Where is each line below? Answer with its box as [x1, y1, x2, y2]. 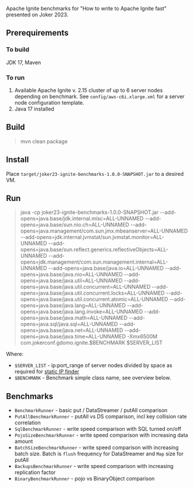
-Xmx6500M [127, 333, 158, 340]
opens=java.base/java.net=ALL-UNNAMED [20, 327, 124, 334]
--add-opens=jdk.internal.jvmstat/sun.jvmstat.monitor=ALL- [20, 234, 164, 241]
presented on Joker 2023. [6, 11, 69, 18]
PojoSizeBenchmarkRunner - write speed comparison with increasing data [14, 432, 188, 439]
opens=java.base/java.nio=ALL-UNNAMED [20, 271, 124, 278]
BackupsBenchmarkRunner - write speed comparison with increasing [14, 463, 174, 470]
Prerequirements [6, 28, 69, 38]
